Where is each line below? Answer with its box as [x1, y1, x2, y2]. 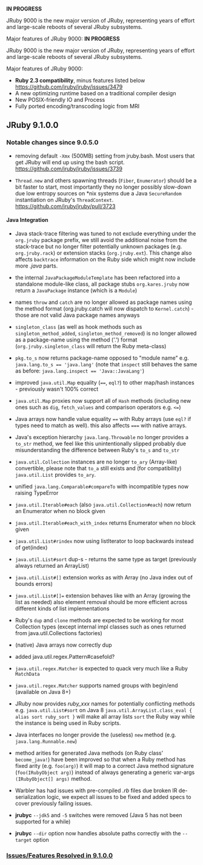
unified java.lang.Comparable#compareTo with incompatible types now [15, 482, 189, 490]
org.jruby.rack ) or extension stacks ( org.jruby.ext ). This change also [15, 249, 192, 257]
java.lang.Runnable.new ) [15, 737, 78, 745]
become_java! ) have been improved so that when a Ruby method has [15, 755, 186, 763]
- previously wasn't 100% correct [15, 385, 99, 392]
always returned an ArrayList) [15, 562, 90, 569]
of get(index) [15, 544, 48, 551]
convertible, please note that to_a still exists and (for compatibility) [15, 464, 182, 472]
